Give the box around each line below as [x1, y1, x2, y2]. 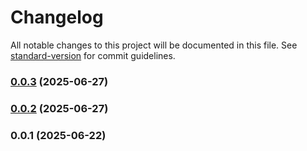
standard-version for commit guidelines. [10, 49, 176, 61]
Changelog [10, 6, 104, 29]
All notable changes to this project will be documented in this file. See [10, 39, 298, 51]
